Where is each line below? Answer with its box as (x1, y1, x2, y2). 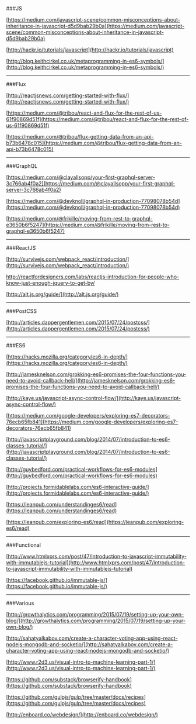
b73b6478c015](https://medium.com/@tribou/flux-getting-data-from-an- (6, 140, 183, 146)
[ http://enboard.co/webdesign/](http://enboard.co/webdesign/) (6, 711, 159, 718)
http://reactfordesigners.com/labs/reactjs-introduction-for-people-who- (6, 273, 180, 280)
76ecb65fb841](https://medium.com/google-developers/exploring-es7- (6, 418, 178, 425)
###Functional (6, 542, 41, 549)
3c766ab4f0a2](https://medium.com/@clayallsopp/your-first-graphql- (6, 180, 176, 187)
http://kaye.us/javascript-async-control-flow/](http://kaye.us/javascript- (8, 395, 181, 401)
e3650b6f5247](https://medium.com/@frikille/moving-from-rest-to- (6, 222, 170, 228)
